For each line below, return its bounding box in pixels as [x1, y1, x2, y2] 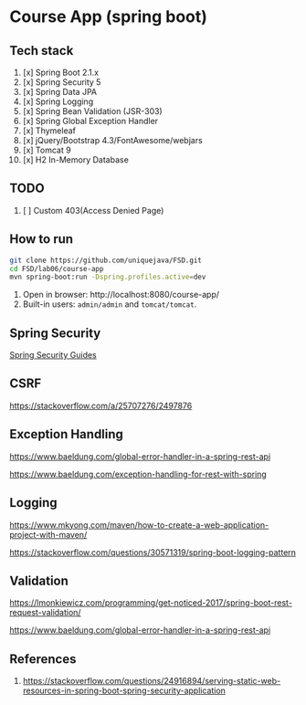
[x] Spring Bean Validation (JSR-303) [22, 106, 163, 116]
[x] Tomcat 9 [22, 144, 71, 155]
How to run [9, 231, 74, 247]
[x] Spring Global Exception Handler [22, 116, 158, 126]
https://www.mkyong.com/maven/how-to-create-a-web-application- [9, 519, 269, 531]
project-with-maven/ [9, 529, 88, 540]
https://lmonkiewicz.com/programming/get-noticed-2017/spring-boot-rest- [9, 597, 292, 608]
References [9, 651, 77, 667]
